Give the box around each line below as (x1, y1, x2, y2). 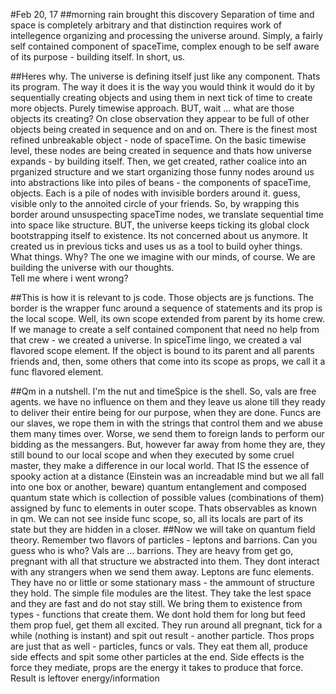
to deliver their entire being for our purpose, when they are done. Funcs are (10, 407, 322, 418)
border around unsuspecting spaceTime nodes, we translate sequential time (10, 209, 324, 220)
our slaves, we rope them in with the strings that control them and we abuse (10, 417, 323, 429)
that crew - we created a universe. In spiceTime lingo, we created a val (10, 334, 302, 346)
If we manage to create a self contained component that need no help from (10, 324, 320, 335)
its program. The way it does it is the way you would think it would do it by (10, 81, 316, 93)
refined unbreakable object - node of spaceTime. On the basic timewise (10, 134, 307, 146)
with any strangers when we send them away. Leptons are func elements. (10, 566, 315, 578)
